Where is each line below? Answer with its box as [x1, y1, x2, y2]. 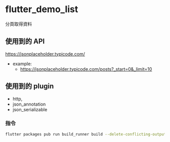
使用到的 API [5, 37, 45, 46]
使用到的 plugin [5, 82, 54, 90]
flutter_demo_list [5, 4, 78, 15]
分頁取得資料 [5, 21, 32, 27]
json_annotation [12, 101, 46, 107]
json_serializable [12, 106, 48, 112]
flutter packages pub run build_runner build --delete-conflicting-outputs [5, 131, 168, 137]
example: [12, 61, 32, 67]
